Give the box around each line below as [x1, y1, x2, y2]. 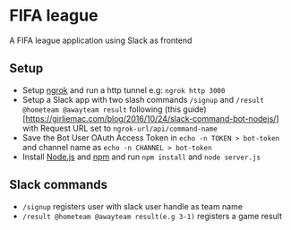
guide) [183, 104, 208, 115]
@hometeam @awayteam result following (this [21, 104, 182, 115]
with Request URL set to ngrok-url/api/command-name [21, 123, 218, 133]
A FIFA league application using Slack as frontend [9, 35, 193, 46]
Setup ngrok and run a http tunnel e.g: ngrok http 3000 [21, 84, 226, 95]
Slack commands [9, 177, 107, 192]
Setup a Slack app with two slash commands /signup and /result [21, 94, 264, 105]
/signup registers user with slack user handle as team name [21, 200, 244, 211]
